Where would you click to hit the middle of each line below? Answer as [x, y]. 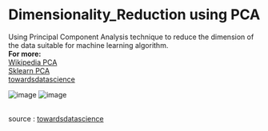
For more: [25, 54]
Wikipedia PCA [33, 62]
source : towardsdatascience [56, 118]
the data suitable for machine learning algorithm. [88, 45]
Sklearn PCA [29, 70]
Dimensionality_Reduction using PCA [134, 15]
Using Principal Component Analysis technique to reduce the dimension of [131, 37]
